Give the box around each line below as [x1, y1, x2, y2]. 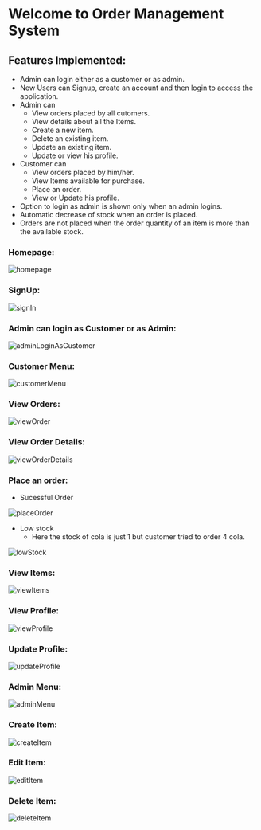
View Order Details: [8, 437, 86, 448]
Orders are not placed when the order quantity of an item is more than [19, 218, 250, 228]
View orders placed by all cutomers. [31, 108, 150, 118]
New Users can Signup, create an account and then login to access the [19, 83, 253, 92]
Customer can [19, 159, 67, 168]
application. [19, 92, 59, 100]
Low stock [19, 523, 54, 534]
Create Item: [8, 719, 58, 730]
